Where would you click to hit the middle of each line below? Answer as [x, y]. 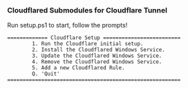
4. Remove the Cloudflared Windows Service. [97, 62]
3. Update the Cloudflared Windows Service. [97, 56]
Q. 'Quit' [46, 74]
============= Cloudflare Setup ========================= [94, 38]
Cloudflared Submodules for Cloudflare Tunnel [87, 10]
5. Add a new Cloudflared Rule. [79, 68]
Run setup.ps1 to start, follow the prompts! [67, 25]
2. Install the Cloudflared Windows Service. [99, 50]
